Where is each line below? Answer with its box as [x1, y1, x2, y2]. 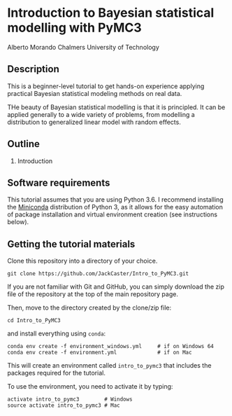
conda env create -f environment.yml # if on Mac [7, 349, 192, 356]
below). [7, 218, 29, 226]
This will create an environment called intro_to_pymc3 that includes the [7, 361, 212, 370]
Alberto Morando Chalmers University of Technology [7, 43, 159, 51]
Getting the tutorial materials [7, 238, 136, 250]
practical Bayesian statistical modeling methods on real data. [7, 89, 182, 97]
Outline [7, 138, 40, 150]
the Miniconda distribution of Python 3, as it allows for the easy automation [7, 203, 224, 212]
